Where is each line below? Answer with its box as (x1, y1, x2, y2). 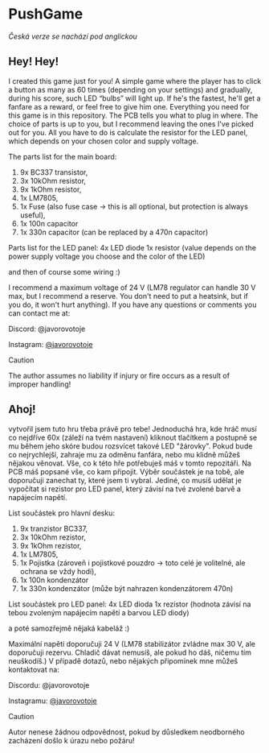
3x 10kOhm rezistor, (19, 532, 87, 542)
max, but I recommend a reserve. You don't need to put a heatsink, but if (8, 291, 249, 300)
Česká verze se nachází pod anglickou (8, 31, 138, 41)
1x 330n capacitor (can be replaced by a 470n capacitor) (19, 227, 209, 237)
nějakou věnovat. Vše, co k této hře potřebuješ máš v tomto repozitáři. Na (8, 458, 251, 468)
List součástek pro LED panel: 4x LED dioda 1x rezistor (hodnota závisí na (8, 599, 251, 609)
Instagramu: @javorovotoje (8, 696, 98, 705)
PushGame (8, 5, 84, 23)
